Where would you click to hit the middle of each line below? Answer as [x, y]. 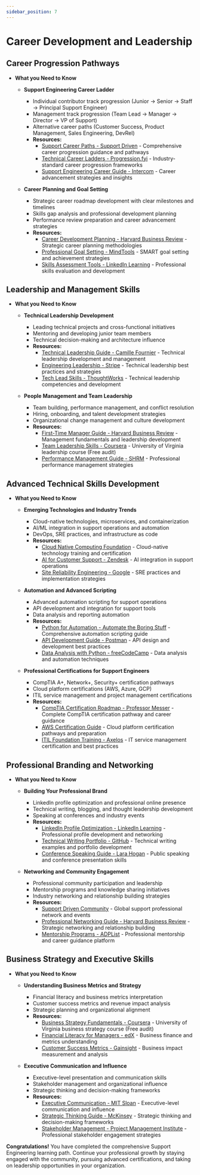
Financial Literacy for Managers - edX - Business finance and [117, 1035]
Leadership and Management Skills [73, 290]
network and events [66, 915]
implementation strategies [73, 579]
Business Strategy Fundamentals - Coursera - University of [114, 1022]
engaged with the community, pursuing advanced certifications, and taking [99, 1159]
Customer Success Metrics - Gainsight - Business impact [112, 1048]
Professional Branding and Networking [80, 765]
